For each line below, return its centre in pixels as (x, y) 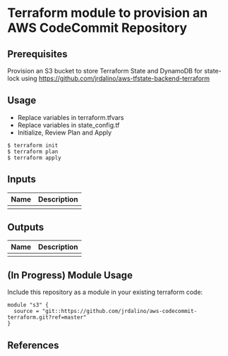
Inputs (22, 179)
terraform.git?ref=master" (47, 318)
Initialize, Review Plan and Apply (64, 133)
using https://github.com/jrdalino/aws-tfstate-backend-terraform (115, 78)
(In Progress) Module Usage (70, 275)
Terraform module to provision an (108, 13)
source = (26, 312)
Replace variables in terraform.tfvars (71, 117)
